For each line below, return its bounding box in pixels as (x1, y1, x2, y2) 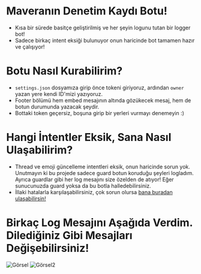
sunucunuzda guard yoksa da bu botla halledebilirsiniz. (14, 182, 151, 189)
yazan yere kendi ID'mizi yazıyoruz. (14, 90, 103, 97)
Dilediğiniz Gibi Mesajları (6, 229, 133, 242)
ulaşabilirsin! (14, 195, 46, 202)
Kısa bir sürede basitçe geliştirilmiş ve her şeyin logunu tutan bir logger (14, 24, 191, 31)
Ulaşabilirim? (6, 143, 73, 157)
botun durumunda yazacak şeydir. (14, 103, 100, 110)
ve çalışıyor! (14, 43, 45, 50)
